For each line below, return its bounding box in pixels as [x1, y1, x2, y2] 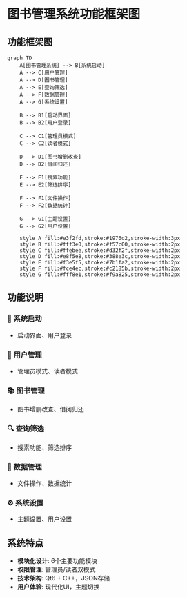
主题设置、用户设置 [17, 515, 72, 523]
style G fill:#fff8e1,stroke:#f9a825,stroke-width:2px [19, 271, 181, 278]
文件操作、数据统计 [17, 479, 72, 487]
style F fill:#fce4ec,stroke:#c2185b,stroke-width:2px [19, 265, 181, 272]
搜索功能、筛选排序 [17, 443, 72, 451]
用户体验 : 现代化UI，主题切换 [17, 583, 100, 591]
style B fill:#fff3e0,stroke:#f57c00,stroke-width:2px [19, 241, 181, 248]
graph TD [7, 55, 32, 61]
